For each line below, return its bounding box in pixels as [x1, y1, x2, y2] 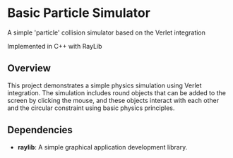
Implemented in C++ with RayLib [7, 42, 102, 50]
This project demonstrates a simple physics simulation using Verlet [7, 81, 203, 90]
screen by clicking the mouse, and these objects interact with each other [7, 96, 220, 104]
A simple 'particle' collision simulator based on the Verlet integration [7, 28, 206, 37]
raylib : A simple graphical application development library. [17, 142, 188, 151]
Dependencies [7, 124, 73, 136]
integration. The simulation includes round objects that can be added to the [7, 88, 226, 97]
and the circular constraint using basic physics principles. [7, 104, 175, 112]
